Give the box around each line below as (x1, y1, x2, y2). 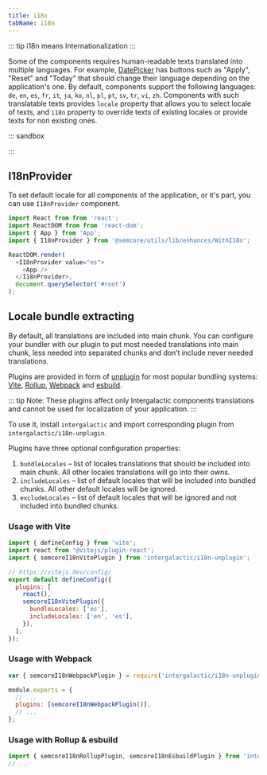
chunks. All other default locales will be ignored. (19, 484, 177, 493)
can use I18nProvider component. (8, 199, 121, 208)
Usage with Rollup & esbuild (8, 734, 118, 746)
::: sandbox (8, 130, 45, 140)
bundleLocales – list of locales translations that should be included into (19, 458, 250, 468)
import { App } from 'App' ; (8, 229, 102, 237)
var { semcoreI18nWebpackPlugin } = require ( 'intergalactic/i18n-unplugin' (8, 672, 265, 680)
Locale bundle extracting (8, 310, 135, 323)
